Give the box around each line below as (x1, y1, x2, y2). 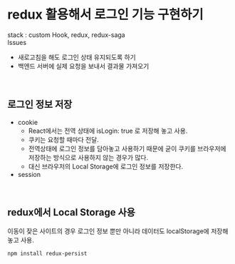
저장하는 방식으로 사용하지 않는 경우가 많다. (28, 153, 149, 161)
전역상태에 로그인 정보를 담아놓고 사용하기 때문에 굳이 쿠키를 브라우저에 (28, 144, 226, 153)
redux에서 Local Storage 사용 (7, 206, 135, 218)
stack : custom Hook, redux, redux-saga (7, 30, 126, 39)
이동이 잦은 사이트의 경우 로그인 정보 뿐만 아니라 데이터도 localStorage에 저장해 (7, 226, 229, 235)
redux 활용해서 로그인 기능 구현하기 (7, 6, 204, 23)
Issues (7, 38, 27, 46)
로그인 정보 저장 (7, 98, 73, 111)
